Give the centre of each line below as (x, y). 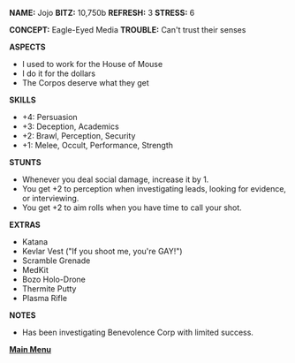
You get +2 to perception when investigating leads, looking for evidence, (154, 189)
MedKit (35, 270)
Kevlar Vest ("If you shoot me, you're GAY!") (102, 251)
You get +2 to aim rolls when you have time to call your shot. (132, 208)
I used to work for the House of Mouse (92, 64)
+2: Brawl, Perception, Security (79, 136)
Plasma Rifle (45, 298)
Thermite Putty (49, 289)
